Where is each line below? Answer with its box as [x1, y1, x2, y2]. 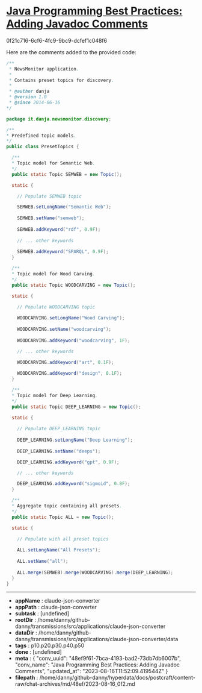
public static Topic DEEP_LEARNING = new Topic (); [11, 404, 141, 410]
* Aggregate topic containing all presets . [11, 503, 122, 509]
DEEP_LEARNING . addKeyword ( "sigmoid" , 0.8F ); [17, 481, 130, 487]
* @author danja [8, 89, 50, 95]
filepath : [14, 674, 38, 682]
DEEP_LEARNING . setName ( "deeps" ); [17, 448, 101, 454]
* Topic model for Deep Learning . [11, 392, 98, 398]
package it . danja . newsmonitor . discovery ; [6, 116, 112, 122]
